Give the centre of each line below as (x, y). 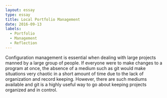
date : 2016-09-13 (24, 24)
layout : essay (20, 10)
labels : (13, 29)
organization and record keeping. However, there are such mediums (76, 79)
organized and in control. (31, 90)
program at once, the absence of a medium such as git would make (75, 68)
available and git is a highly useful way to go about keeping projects (76, 84)
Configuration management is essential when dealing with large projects (80, 57)
